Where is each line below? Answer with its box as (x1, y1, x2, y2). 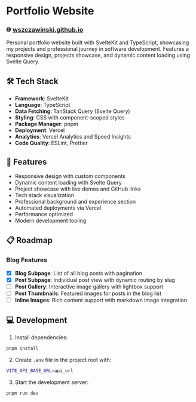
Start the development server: (14, 378, 89, 386)
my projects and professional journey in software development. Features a (6, 45, 189, 53)
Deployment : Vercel (14, 127, 65, 134)
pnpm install (6, 345, 39, 351)
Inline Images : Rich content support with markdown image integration (14, 297, 187, 304)
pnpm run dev (6, 390, 39, 396)
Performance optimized (14, 211, 73, 218)
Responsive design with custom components (14, 173, 125, 180)
